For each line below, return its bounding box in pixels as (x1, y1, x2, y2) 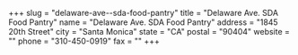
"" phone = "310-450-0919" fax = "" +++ (8, 35, 161, 46)
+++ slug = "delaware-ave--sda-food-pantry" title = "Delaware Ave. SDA (8, 8, 279, 18)
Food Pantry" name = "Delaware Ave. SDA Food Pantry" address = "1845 (8, 17, 279, 27)
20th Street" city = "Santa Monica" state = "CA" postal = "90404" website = (8, 27, 291, 36)
